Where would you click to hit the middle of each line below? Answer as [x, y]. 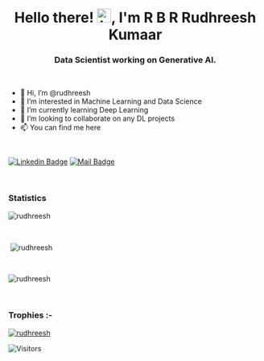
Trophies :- [31, 315]
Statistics [27, 199]
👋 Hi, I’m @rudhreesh [55, 93]
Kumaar [135, 35]
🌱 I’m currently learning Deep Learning [84, 110]
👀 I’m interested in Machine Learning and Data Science [111, 101]
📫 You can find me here [60, 128]
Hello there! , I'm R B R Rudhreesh [135, 18]
